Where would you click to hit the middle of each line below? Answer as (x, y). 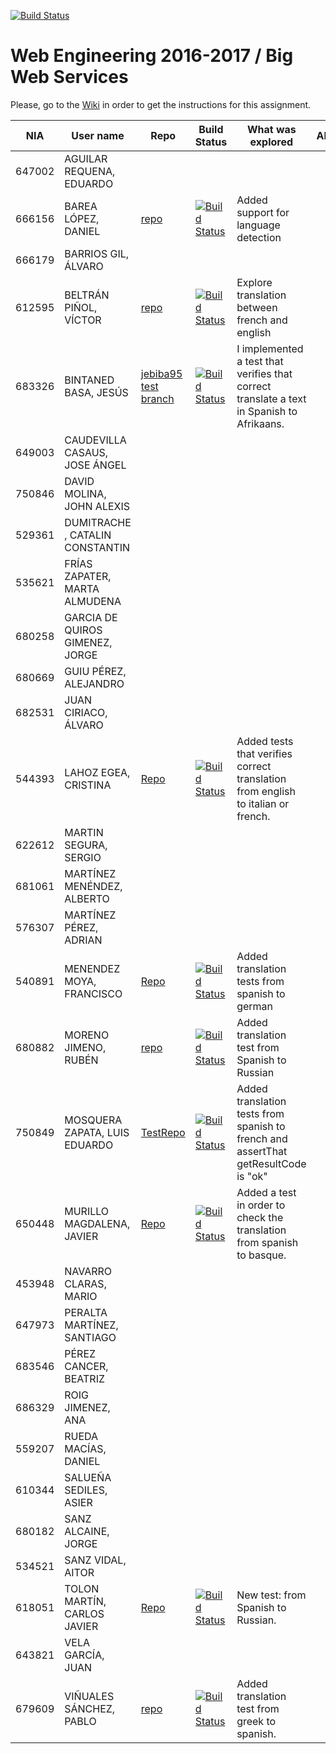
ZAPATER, (88, 576)
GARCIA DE (91, 617)
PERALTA (86, 1312)
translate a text (271, 398)
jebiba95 (161, 373)
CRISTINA (88, 785)
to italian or (263, 803)
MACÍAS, (85, 1448)
